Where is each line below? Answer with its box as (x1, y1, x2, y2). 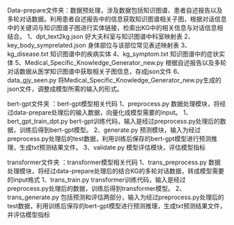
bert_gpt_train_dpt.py (7, 117, 68, 125)
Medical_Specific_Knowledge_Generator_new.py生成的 (63, 76, 221, 84)
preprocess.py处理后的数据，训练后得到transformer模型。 (7, 184, 174, 192)
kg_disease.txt (7, 50, 49, 58)
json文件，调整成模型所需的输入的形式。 (7, 85, 123, 93)
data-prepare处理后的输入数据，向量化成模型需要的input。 (13, 108, 182, 117)
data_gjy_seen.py (7, 76, 57, 84)
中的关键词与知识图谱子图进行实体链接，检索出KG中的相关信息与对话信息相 (7, 24, 224, 31)
